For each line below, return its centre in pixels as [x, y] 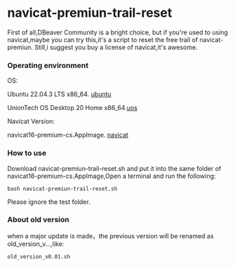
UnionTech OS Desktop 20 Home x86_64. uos [73, 108]
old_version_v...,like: [36, 244]
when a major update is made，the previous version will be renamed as [110, 235]
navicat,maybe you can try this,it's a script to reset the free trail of [103, 39]
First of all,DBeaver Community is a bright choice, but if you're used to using [117, 32]
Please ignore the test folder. [49, 202]
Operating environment [48, 65]
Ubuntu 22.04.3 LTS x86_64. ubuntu [59, 94]
